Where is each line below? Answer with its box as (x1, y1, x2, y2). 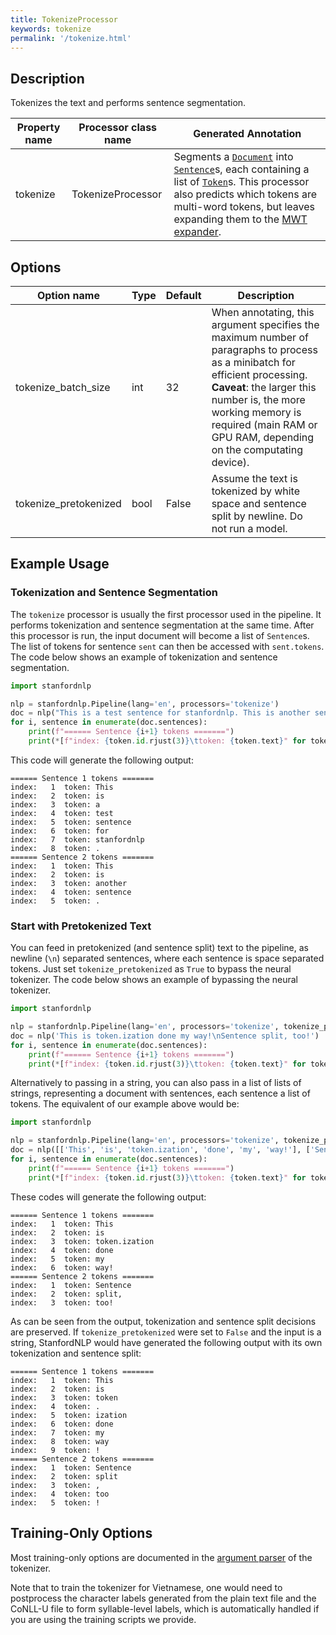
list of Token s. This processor (173, 175, 310, 189)
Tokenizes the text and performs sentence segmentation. (10, 97, 247, 109)
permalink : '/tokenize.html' (10, 33, 132, 43)
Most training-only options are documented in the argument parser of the (10, 1551, 313, 1563)
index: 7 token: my (10, 1427, 105, 1438)
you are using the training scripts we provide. (10, 1613, 197, 1625)
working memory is (211, 406, 302, 419)
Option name (36, 289, 100, 302)
